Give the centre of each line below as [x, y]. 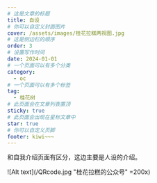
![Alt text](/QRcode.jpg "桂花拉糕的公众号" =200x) [79, 172]
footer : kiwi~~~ [31, 136]
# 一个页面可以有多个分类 [39, 65]
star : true [23, 124]
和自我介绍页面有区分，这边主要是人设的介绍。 [74, 157]
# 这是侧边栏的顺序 [31, 40]
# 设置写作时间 [26, 53]
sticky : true [26, 111]
